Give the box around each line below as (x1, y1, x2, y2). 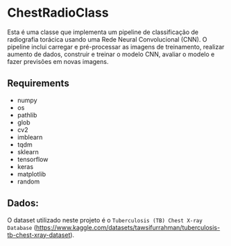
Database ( (7, 223, 37, 231)
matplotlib (17, 170, 46, 178)
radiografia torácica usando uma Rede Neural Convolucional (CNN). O (7, 35, 207, 43)
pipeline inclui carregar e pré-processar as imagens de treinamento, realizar (7, 42, 225, 51)
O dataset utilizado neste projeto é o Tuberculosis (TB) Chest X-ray (7, 215, 203, 224)
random (17, 177, 40, 186)
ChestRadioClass (7, 5, 109, 21)
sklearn (17, 147, 40, 156)
